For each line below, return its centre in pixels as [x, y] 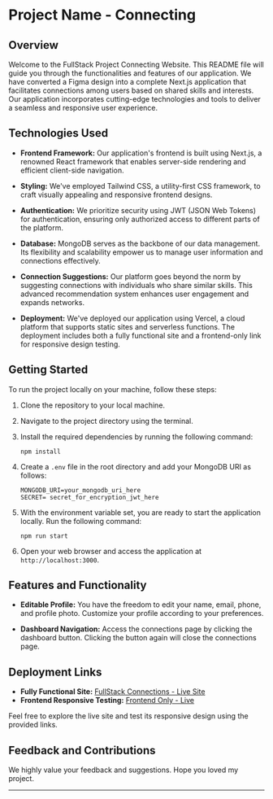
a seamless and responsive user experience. [83, 108]
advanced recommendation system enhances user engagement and [134, 294]
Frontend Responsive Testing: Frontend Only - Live [107, 701]
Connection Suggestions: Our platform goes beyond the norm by [130, 276]
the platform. [41, 227]
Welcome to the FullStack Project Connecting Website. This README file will [136, 64]
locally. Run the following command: [81, 521]
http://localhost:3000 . [60, 560]
